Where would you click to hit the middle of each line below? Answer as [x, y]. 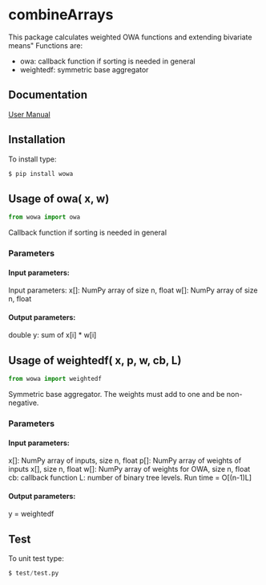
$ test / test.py [34, 573]
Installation [37, 139]
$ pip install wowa [41, 174]
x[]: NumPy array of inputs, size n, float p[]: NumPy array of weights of [125, 460]
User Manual [29, 114]
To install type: [33, 159]
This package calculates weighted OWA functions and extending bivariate [130, 37]
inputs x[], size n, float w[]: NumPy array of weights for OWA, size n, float [129, 469]
